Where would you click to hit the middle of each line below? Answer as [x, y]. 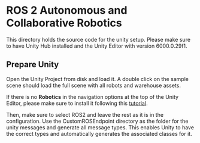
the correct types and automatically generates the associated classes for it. [99, 133]
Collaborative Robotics [64, 23]
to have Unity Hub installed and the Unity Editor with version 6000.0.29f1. [97, 46]
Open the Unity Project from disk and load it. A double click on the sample [97, 79]
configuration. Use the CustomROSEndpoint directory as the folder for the [97, 121]
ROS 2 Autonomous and [67, 10]
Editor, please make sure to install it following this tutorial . [77, 103]
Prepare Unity [33, 65]
